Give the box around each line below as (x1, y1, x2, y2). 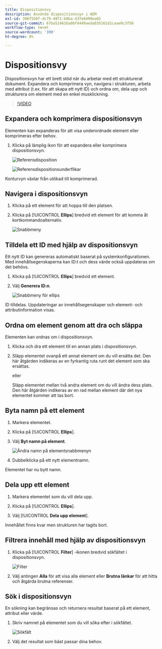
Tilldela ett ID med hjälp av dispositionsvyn (5, 241, 138, 249)
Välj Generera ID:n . (12, 283, 51, 289)
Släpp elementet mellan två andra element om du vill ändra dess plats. (12, 382, 153, 388)
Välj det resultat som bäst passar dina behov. (12, 639, 103, 645)
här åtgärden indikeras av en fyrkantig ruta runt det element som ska (12, 358, 150, 364)
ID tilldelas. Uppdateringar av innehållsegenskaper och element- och (5, 302, 143, 308)
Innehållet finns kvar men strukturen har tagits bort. (5, 522, 108, 528)
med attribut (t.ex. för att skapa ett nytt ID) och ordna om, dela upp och (5, 86, 147, 92)
